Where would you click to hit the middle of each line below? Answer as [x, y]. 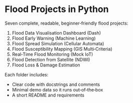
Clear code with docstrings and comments [56, 84]
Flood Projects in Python [57, 9]
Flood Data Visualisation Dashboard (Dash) [56, 33]
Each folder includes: [27, 74]
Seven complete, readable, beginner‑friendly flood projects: [66, 23]
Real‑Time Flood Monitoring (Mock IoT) [52, 54]
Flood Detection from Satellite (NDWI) [51, 59]
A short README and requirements [48, 95]
